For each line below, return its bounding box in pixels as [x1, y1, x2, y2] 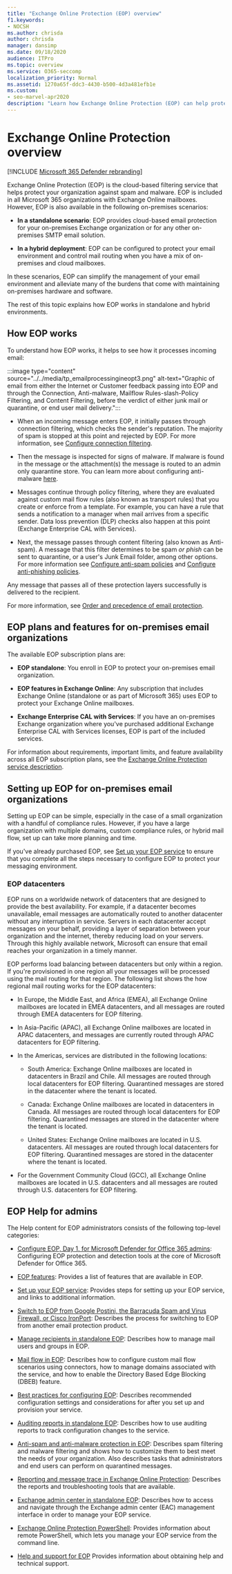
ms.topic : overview [7, 61, 64, 68]
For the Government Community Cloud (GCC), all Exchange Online [17, 1170, 206, 1179]
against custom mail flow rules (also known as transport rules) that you [17, 495, 220, 503]
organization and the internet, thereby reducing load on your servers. [7, 931, 204, 940]
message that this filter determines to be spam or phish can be [44, 545, 223, 553]
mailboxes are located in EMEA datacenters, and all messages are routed [17, 1003, 225, 1011]
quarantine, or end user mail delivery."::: [7, 404, 121, 412]
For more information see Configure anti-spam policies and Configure [17, 560, 216, 568]
